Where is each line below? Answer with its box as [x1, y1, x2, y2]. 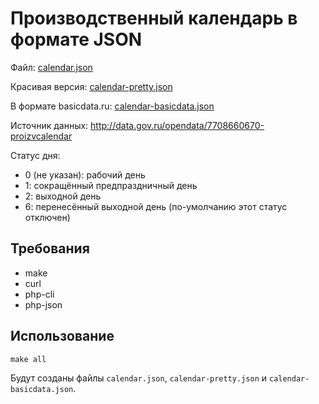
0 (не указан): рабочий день [24, 168, 146, 181]
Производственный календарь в [10, 7, 298, 30]
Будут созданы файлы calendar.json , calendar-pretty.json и [10, 372, 268, 384]
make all [10, 354, 47, 364]
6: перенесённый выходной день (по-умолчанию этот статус [24, 200, 288, 212]
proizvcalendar [10, 130, 73, 142]
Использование [10, 328, 115, 345]
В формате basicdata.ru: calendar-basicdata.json [10, 100, 215, 112]
